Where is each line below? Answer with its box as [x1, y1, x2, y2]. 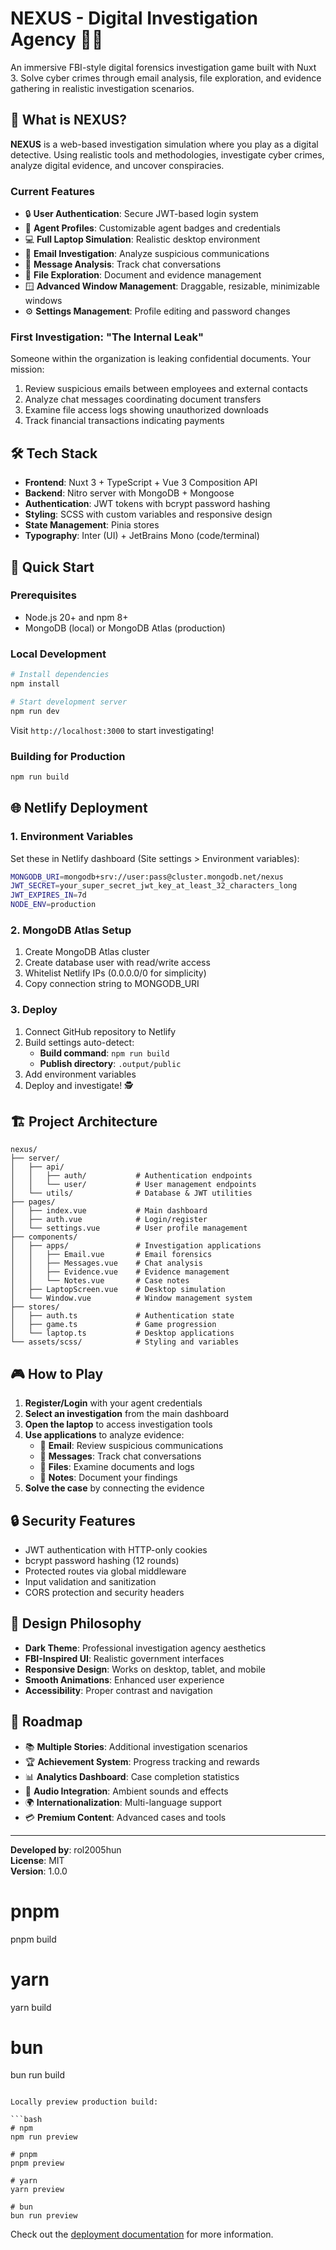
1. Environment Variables [10, 830, 134, 844]
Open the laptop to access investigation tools [24, 1418, 213, 1431]
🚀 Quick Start [10, 558, 95, 576]
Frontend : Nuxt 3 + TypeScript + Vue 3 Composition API [24, 477, 258, 489]
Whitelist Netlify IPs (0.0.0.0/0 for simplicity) [24, 967, 207, 979]
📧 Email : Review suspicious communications [39, 1440, 224, 1452]
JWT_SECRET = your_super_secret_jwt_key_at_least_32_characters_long [10, 881, 298, 891]
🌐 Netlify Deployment [10, 800, 148, 817]
